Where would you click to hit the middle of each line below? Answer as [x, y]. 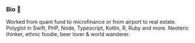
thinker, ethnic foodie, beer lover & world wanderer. [68, 34]
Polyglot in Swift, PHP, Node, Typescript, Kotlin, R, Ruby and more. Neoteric [97, 28]
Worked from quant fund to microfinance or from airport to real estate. [91, 22]
